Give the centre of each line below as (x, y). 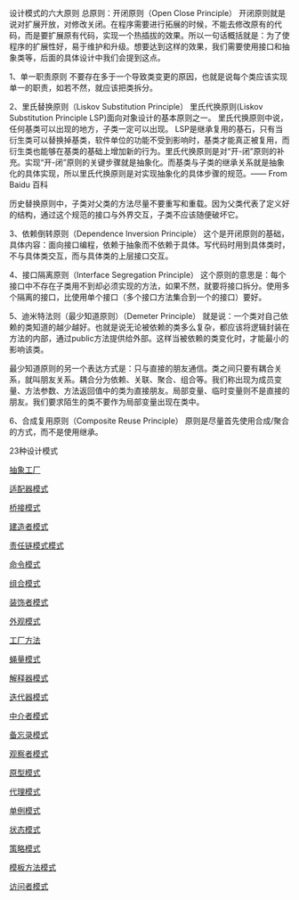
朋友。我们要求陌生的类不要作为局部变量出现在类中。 (107, 402)
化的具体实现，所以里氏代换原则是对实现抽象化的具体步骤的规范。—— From (148, 173)
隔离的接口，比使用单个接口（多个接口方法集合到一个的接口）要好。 (141, 297)
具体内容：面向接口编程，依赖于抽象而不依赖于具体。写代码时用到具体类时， (149, 245)
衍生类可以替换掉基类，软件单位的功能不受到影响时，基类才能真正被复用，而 (149, 140)
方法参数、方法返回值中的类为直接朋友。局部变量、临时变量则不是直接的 (157, 391)
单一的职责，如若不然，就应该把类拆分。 (83, 88)
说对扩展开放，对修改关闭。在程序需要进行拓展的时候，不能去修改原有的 (141, 24)
